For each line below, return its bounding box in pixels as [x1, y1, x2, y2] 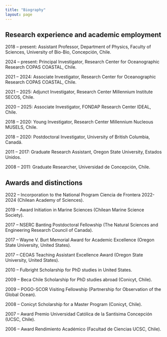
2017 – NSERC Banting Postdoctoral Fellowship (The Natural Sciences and [5, 222, 158, 228]
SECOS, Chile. [5, 94, 35, 100]
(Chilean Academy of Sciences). [17, 197, 84, 203]
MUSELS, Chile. [5, 124, 38, 130]
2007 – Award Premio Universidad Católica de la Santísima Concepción [5, 311, 152, 317]
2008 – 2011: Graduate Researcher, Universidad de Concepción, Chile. [5, 164, 150, 170]
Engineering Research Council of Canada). [5, 227, 93, 233]
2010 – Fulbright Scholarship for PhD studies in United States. [5, 267, 132, 273]
